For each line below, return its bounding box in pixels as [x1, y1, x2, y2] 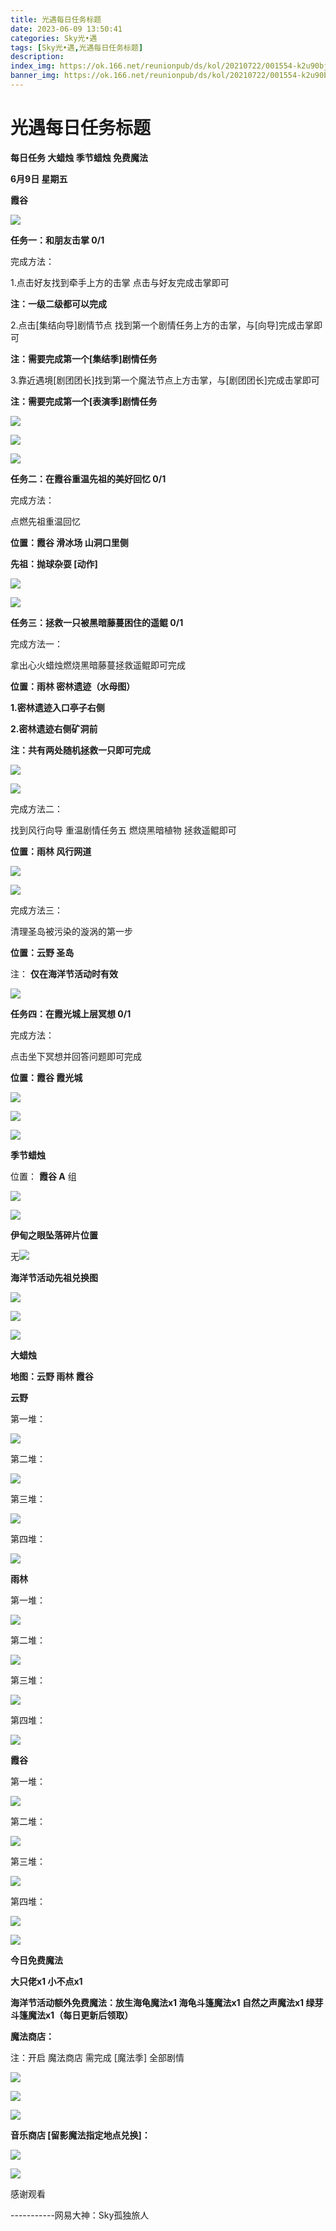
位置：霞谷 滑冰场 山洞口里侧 [10, 536, 129, 548]
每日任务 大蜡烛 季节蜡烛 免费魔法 [10, 151, 148, 163]
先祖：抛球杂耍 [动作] [10, 557, 98, 570]
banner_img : [10, 71, 60, 81]
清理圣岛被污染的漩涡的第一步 [10, 925, 133, 937]
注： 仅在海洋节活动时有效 [10, 967, 118, 980]
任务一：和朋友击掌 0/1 [10, 234, 105, 246]
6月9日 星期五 [10, 172, 68, 185]
